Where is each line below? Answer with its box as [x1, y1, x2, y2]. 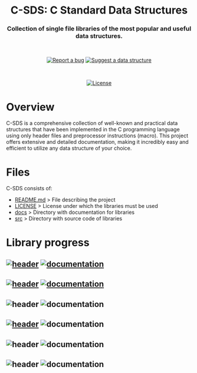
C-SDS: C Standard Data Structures [11, 4, 188, 17]
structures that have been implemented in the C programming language [6, 126, 180, 133]
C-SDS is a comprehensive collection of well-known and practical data [6, 120, 178, 127]
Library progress [6, 236, 90, 249]
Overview [6, 100, 55, 114]
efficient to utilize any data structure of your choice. [6, 145, 132, 152]
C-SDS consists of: [6, 185, 52, 192]
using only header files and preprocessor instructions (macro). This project [6, 132, 189, 139]
